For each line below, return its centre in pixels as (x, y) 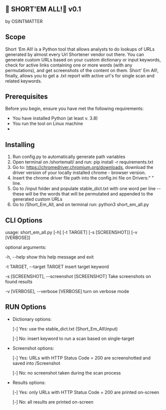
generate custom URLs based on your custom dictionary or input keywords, (83, 59)
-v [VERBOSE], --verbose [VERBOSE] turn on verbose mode (67, 291)
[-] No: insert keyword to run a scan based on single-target (73, 338)
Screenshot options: (33, 348)
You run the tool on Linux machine (48, 123)
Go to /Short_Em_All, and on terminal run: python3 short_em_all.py (80, 204)
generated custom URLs (37, 199)
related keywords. (24, 81)
